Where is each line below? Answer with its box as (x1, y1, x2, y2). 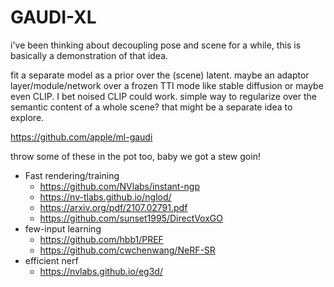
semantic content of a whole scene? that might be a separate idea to (10, 101, 293, 113)
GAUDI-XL (10, 6, 97, 29)
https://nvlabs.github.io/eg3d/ (39, 265, 163, 277)
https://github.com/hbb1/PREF (39, 233, 164, 245)
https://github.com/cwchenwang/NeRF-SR (39, 244, 216, 256)
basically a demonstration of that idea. (10, 49, 169, 61)
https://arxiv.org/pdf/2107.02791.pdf (39, 201, 188, 213)
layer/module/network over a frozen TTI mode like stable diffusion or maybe (10, 79, 324, 91)
